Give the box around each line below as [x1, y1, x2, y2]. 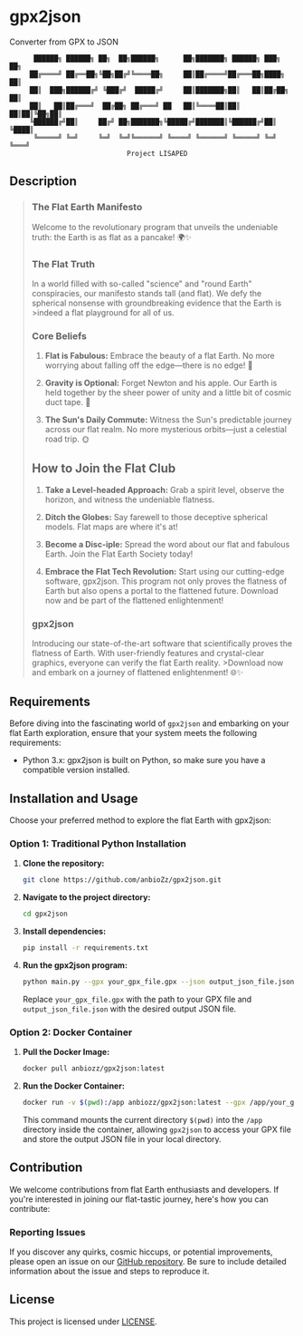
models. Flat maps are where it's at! [44, 521, 178, 532]
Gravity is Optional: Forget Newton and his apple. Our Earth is [44, 378, 278, 389]
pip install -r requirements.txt [22, 944, 149, 953]
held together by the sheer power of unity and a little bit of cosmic [44, 387, 292, 398]
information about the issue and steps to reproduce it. [9, 1265, 210, 1276]
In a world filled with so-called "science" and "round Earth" [31, 278, 252, 289]
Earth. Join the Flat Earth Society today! [44, 548, 194, 559]
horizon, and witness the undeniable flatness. [44, 494, 215, 505]
